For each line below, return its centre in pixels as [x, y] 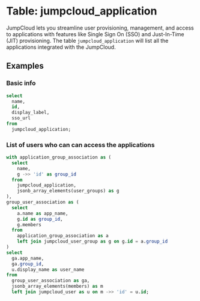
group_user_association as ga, [51, 281]
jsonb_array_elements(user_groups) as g [68, 191]
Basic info [21, 83]
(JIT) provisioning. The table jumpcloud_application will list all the [87, 40]
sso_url [21, 118]
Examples [25, 66]
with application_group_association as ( [59, 157]
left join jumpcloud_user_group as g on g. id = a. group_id [92, 242]
